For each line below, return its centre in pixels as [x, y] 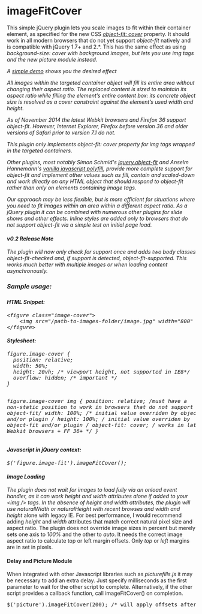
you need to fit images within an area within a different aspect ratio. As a [97, 206]
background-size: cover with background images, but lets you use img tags [100, 53]
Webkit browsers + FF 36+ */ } [53, 431]
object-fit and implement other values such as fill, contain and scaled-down [101, 174]
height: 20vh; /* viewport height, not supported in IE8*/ [102, 372]
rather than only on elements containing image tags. [72, 188]
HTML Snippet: [26, 302]
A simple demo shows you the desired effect [62, 71]
